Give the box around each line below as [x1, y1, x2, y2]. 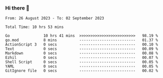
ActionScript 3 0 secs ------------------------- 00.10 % [5, 42, 158, 47]
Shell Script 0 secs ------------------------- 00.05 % [5, 59, 158, 64]
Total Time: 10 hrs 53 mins [5, 24, 64, 29]
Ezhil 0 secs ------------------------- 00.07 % [5, 55, 158, 60]
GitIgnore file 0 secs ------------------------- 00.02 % [5, 68, 158, 73]
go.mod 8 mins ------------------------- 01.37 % [5, 37, 158, 43]
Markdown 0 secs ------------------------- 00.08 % [5, 51, 158, 56]
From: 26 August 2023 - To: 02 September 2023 [5, 16, 104, 21]
